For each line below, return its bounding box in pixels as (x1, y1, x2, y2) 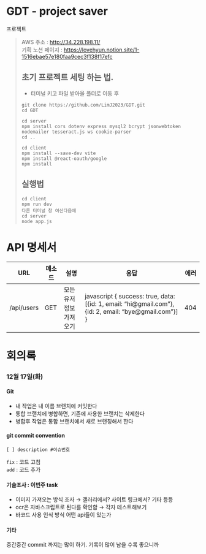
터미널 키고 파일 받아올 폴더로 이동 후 (30, 89, 120, 97)
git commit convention (6, 432, 66, 439)
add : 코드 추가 (6, 466, 41, 473)
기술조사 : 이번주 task (6, 481, 58, 488)
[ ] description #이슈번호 (6, 447, 71, 453)
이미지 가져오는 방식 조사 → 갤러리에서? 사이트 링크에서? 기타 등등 (15, 496, 174, 503)
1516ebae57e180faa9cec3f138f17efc (21, 53, 113, 60)
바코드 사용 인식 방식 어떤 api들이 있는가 (15, 511, 112, 518)
